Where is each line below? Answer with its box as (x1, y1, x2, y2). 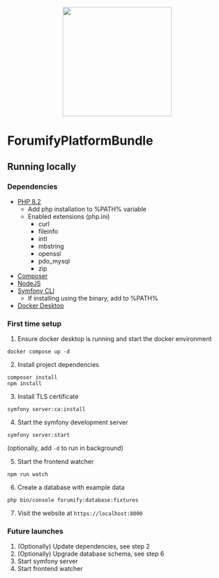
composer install (7, 374, 58, 381)
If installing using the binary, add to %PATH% (27, 294, 158, 302)
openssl (38, 249, 61, 258)
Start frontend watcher (17, 565, 84, 573)
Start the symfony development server (17, 418, 128, 426)
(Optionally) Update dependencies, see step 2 (17, 542, 150, 551)
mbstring (38, 242, 64, 250)
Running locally (7, 161, 77, 173)
